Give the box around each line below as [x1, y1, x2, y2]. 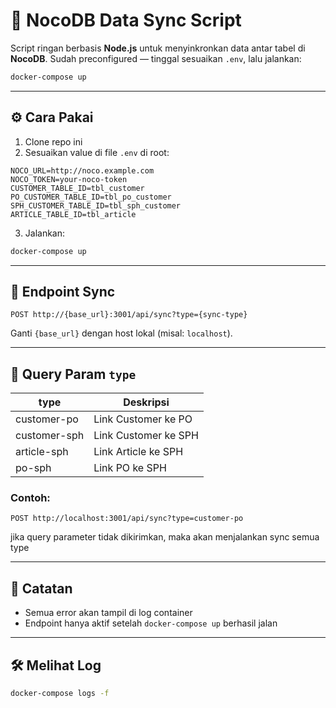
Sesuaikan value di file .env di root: [24, 146, 170, 158]
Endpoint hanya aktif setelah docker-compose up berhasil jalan [24, 617, 278, 629]
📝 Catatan [10, 580, 73, 597]
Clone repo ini [24, 135, 83, 148]
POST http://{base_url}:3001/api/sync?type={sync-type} [10, 310, 248, 320]
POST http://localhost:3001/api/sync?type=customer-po [10, 514, 244, 524]
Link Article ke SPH [93, 445, 184, 459]
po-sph [15, 461, 52, 475]
